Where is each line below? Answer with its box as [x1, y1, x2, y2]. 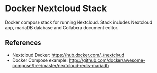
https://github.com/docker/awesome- [69, 57, 146, 63]
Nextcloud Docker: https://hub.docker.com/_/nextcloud [12, 52, 125, 58]
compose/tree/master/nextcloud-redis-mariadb [12, 62, 109, 68]
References [5, 39, 41, 47]
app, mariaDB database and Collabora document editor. [5, 24, 118, 30]
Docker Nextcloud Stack [5, 3, 107, 14]
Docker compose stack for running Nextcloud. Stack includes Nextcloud [5, 19, 152, 25]
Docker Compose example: [12, 57, 68, 63]
